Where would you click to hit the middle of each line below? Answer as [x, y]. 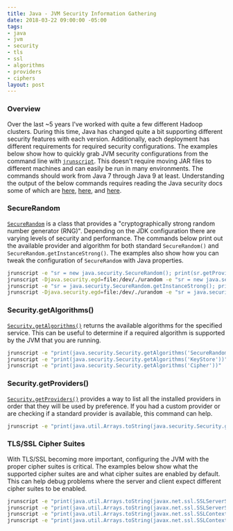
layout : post [26, 85]
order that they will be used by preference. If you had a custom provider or [114, 406]
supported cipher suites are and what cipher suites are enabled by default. [114, 473]
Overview [24, 109]
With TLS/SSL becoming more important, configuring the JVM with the [108, 459]
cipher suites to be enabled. [47, 488]
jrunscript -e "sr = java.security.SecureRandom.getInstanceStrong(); [111, 286]
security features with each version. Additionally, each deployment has [109, 139]
